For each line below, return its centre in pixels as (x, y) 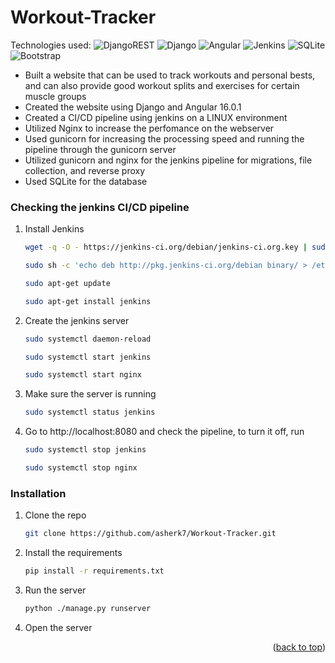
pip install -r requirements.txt (94, 571)
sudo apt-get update (67, 283)
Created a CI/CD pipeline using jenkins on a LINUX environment (156, 117)
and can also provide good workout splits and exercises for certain (162, 85)
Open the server (58, 627)
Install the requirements (73, 553)
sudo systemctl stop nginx (81, 468)
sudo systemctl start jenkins (88, 357)
